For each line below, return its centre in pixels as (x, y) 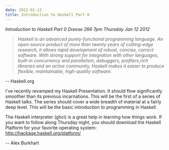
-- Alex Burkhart (22, 143)
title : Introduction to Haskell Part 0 (47, 15)
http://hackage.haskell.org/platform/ (43, 133)
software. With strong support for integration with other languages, (88, 55)
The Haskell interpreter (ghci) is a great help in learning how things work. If (84, 117)
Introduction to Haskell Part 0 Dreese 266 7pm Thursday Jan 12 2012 (78, 29)
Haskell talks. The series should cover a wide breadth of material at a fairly (83, 101)
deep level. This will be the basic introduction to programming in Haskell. (81, 107)
